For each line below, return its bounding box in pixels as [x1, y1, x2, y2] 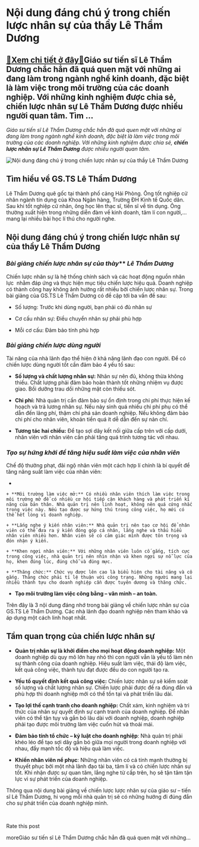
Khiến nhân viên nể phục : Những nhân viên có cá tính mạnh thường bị [14, 756, 188, 763]
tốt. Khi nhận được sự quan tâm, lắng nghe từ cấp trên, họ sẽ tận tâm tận [14, 769, 192, 776]
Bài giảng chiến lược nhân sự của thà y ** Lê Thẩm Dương [6, 259, 174, 267]
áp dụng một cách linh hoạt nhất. [6, 614, 87, 621]
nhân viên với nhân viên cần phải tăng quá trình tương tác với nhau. [14, 433, 180, 440]
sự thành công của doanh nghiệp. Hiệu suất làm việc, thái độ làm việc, [14, 660, 187, 667]
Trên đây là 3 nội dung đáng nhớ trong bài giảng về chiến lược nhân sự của [6, 602, 189, 609]
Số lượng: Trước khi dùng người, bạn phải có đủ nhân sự [14, 303, 153, 310]
